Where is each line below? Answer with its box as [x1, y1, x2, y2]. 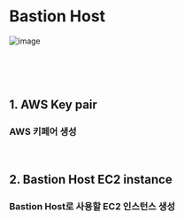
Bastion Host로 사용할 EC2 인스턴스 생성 [9, 200, 175, 212]
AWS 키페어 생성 [9, 126, 77, 138]
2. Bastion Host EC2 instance [9, 172, 172, 187]
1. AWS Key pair [9, 98, 97, 113]
